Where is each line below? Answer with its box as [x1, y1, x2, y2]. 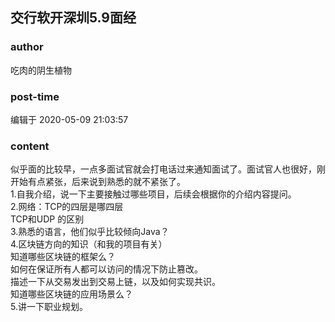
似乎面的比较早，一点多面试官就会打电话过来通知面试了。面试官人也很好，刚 [10, 163, 326, 175]
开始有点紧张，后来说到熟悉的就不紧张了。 [10, 176, 186, 188]
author [10, 40, 44, 54]
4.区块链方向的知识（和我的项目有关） [10, 238, 168, 250]
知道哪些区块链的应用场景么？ [10, 288, 133, 300]
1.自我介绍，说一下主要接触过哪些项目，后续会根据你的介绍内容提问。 [10, 188, 297, 200]
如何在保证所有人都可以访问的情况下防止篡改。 [10, 263, 203, 275]
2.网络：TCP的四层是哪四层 [10, 201, 124, 213]
